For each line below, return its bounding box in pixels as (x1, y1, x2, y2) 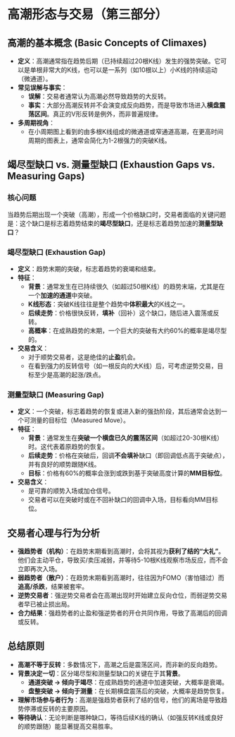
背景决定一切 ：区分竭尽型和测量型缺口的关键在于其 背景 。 (17, 669, 184, 678)
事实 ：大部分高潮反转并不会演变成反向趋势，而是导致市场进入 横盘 (27, 101, 220, 109)
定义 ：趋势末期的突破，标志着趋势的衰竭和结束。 (17, 264, 160, 272)
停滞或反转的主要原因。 (23, 704, 92, 713)
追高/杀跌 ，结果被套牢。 (17, 582, 89, 591)
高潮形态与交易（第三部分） (7, 6, 168, 23)
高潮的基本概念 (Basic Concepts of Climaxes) (7, 37, 208, 49)
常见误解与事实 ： (17, 83, 68, 92)
